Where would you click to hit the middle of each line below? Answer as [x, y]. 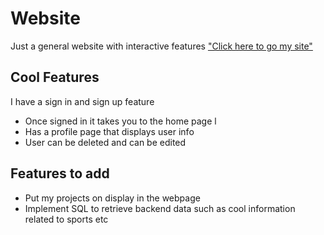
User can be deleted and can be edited [105, 142]
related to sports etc [66, 219]
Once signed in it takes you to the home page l [120, 121]
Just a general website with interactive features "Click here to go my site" [161, 46]
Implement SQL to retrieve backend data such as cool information [160, 208]
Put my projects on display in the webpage [112, 198]
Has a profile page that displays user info [109, 131]
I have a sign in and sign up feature [82, 101]
